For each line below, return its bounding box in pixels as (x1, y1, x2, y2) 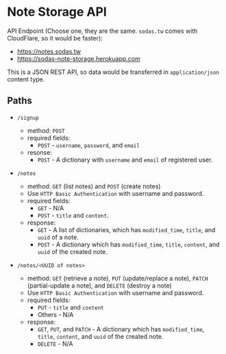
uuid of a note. (37, 233, 79, 241)
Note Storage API (7, 4, 108, 20)
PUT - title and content (37, 303, 104, 312)
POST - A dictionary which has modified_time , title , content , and (37, 240, 221, 249)
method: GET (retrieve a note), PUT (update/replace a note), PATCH (27, 274, 208, 282)
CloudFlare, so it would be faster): (7, 34, 103, 42)
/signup (16, 114, 39, 121)
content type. (7, 75, 45, 83)
